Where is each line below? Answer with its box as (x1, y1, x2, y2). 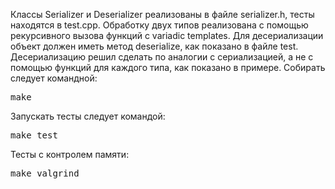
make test (10, 130, 58, 141)
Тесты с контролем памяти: (10, 149, 130, 160)
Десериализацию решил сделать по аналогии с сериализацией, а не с (10, 51, 314, 63)
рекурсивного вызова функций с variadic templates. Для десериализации (10, 30, 324, 41)
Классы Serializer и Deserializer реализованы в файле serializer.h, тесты (10, 9, 315, 20)
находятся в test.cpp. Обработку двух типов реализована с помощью (10, 19, 309, 31)
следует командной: (10, 72, 98, 84)
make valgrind (10, 168, 80, 179)
